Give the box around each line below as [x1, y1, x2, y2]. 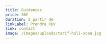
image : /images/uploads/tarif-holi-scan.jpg [5, 31, 101, 36]
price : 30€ [5, 12, 29, 17]
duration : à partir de [5, 17, 54, 22]
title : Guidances [5, 7, 42, 13]
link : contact [5, 26, 36, 31]
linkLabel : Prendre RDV [5, 21, 56, 27]
